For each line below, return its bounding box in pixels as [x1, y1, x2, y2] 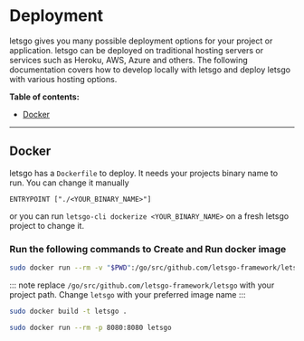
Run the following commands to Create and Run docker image [9, 242, 287, 255]
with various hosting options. [9, 73, 118, 84]
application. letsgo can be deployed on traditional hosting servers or [9, 44, 264, 55]
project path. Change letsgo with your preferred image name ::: [9, 289, 246, 299]
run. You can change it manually [9, 177, 129, 188]
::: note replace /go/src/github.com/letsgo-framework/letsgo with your [9, 279, 275, 290]
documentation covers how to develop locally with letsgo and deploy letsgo [9, 64, 291, 75]
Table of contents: [9, 91, 80, 102]
